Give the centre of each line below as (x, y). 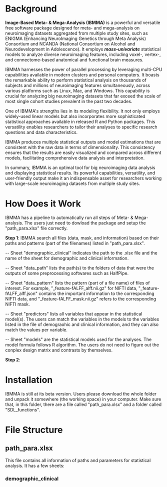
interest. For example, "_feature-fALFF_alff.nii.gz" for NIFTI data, (71, 288)
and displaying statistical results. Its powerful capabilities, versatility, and (80, 172)
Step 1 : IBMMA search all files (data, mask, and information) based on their (82, 237)
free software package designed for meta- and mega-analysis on (72, 27)
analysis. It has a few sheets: (35, 465)
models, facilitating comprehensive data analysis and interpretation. (75, 157)
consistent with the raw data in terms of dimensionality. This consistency (80, 147)
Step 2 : (13, 359)
